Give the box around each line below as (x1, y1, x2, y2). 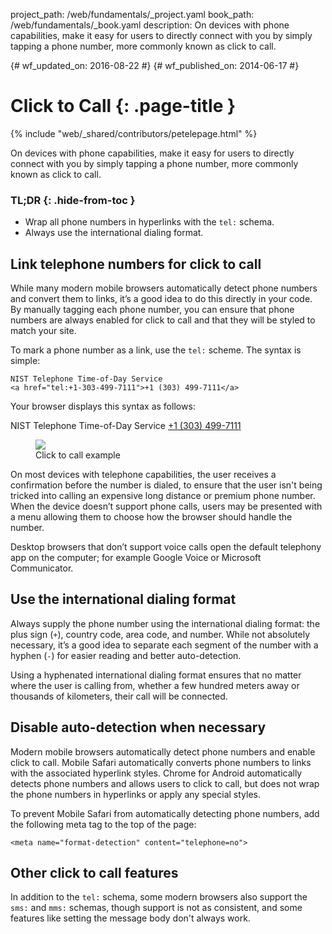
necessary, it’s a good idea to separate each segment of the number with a (10, 639, 319, 651)
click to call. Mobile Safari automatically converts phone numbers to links (10, 756, 312, 768)
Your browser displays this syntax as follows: (10, 400, 196, 413)
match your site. (10, 325, 77, 337)
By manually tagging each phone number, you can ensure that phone (10, 304, 295, 316)
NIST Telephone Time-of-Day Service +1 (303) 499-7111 (10, 420, 242, 432)
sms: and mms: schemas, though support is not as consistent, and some (10, 902, 303, 914)
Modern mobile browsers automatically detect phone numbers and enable (10, 745, 316, 758)
